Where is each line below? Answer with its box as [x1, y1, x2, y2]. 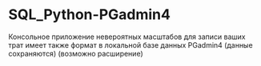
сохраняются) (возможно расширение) [8, 49, 144, 58]
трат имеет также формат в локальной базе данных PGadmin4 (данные [8, 40, 254, 49]
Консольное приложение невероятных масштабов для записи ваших [8, 32, 246, 41]
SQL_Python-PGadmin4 [8, 6, 171, 24]
